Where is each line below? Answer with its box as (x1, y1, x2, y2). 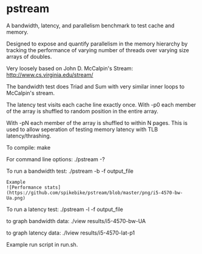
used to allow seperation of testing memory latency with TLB (6, 125, 158, 133)
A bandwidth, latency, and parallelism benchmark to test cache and (6, 22, 175, 29)
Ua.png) (6, 195, 26, 201)
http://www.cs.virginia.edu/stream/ (6, 71, 93, 78)
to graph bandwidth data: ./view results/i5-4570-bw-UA (6, 217, 146, 224)
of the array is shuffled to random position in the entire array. (6, 107, 159, 115)
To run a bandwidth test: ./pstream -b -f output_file (6, 167, 133, 175)
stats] (44, 184, 61, 190)
